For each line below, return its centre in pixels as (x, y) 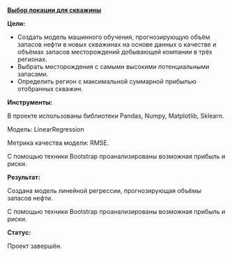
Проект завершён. (34, 246)
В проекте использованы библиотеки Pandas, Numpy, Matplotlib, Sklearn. (116, 116)
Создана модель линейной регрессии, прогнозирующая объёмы (105, 190)
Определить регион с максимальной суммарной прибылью (107, 81)
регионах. (32, 59)
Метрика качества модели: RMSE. (58, 143)
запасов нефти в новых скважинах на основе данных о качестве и (117, 44)
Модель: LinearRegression (46, 129)
